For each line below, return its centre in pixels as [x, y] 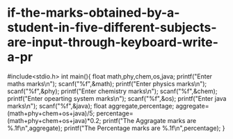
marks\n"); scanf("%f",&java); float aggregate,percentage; [91, 106]
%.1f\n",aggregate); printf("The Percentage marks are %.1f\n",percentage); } [116, 128]
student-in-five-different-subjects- [112, 27]
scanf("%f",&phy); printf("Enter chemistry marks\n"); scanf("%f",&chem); [112, 91]
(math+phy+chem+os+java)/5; [51, 113]
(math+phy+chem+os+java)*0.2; [54, 120]
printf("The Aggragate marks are [150, 120]
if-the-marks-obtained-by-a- [94, 13]
